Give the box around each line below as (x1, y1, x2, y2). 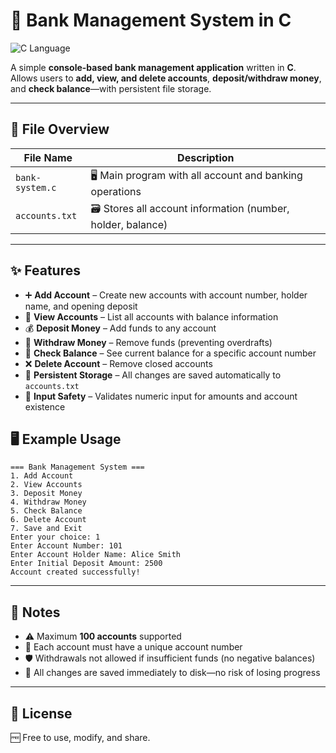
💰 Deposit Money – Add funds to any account (24, 322, 217, 334)
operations (90, 184, 142, 198)
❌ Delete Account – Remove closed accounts (24, 357, 213, 369)
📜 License (10, 705, 73, 722)
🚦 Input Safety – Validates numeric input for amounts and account (24, 390, 298, 402)
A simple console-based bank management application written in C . (10, 61, 297, 73)
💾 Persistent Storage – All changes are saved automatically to (24, 369, 282, 381)
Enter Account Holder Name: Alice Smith (10, 550, 182, 560)
